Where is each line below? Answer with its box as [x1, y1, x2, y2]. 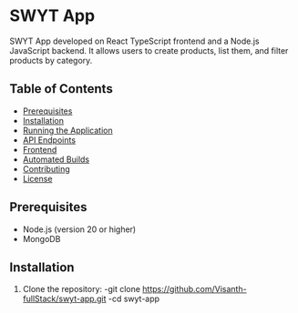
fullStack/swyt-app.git [22, 293, 107, 305]
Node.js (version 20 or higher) [22, 224, 137, 235]
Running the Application [22, 125, 113, 136]
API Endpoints [22, 134, 76, 146]
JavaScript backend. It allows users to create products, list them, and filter [9, 45, 289, 56]
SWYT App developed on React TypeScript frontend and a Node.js [9, 35, 260, 46]
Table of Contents [9, 81, 114, 96]
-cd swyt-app [108, 293, 160, 305]
